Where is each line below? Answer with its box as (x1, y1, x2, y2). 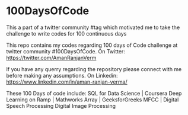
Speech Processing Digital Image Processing (6, 102, 116, 109)
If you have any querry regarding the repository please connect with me (6, 65, 182, 72)
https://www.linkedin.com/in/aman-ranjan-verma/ (6, 78, 128, 85)
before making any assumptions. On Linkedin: (6, 72, 118, 79)
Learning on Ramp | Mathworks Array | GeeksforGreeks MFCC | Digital (6, 96, 179, 103)
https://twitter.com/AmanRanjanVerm (6, 54, 97, 61)
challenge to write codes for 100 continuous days (6, 30, 127, 37)
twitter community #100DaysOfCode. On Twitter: (6, 47, 126, 55)
